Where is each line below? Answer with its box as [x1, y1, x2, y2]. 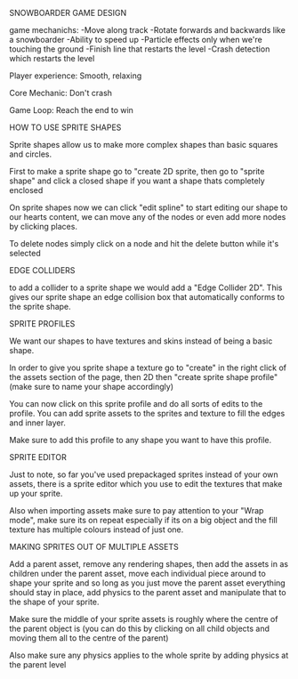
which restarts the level [9, 53, 95, 63]
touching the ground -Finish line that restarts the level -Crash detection [9, 44, 270, 54]
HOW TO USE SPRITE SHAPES [9, 122, 122, 133]
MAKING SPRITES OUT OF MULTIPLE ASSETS [9, 542, 180, 552]
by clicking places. [9, 222, 78, 231]
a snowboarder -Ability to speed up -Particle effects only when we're [9, 35, 262, 44]
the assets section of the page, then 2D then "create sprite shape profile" [9, 372, 278, 382]
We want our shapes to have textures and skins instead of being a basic [9, 335, 273, 346]
